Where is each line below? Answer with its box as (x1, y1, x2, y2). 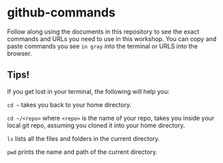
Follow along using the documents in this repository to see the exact (7, 27, 200, 36)
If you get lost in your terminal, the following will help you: (7, 87, 170, 95)
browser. (7, 49, 32, 58)
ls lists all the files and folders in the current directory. (7, 134, 160, 142)
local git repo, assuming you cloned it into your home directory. (7, 121, 185, 129)
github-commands (7, 5, 116, 21)
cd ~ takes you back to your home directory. (7, 101, 132, 109)
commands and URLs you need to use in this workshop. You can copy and (7, 34, 217, 42)
